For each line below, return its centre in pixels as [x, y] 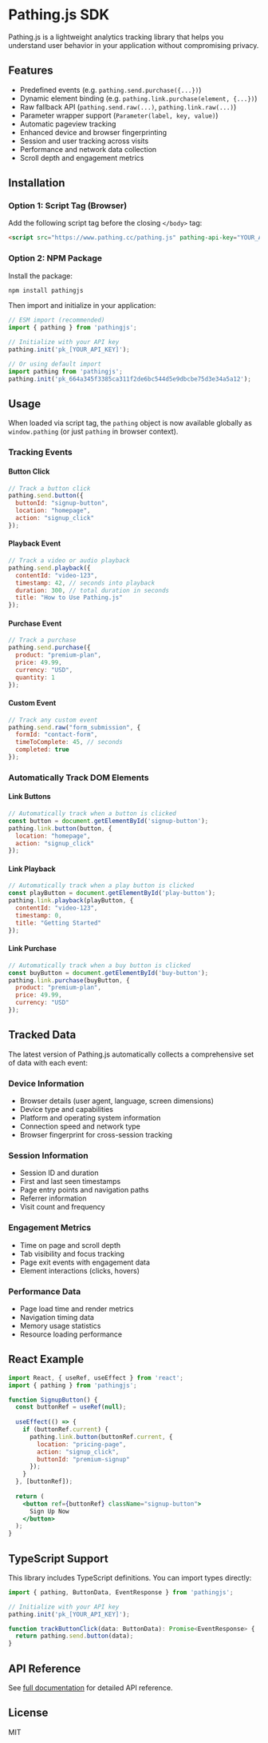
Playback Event [35, 544]
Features [31, 71]
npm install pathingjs [46, 290]
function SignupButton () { [53, 1400]
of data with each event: [48, 1062]
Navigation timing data [57, 1317]
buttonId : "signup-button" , [62, 503]
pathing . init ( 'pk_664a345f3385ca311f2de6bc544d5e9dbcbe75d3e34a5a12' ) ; [130, 379]
